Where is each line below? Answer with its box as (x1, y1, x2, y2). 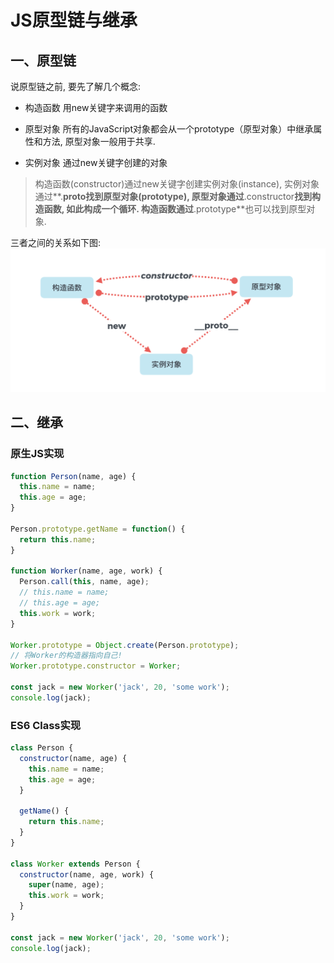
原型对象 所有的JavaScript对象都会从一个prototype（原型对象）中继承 (24, 123, 314, 135)
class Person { (10, 743, 74, 753)
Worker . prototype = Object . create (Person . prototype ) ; (10, 640, 240, 650)
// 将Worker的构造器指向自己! (10, 651, 123, 661)
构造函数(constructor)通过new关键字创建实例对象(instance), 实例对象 (34, 178, 320, 190)
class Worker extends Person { (10, 859, 141, 869)
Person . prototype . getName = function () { (10, 524, 186, 534)
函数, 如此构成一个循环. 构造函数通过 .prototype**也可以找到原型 (43, 203, 307, 215)
